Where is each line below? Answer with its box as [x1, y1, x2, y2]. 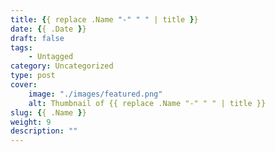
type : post [10, 71, 56, 81]
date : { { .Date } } [10, 24, 87, 34]
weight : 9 [10, 117, 52, 127]
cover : [10, 80, 38, 90]
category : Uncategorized [10, 61, 114, 71]
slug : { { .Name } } [10, 107, 87, 118]
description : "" [10, 126, 78, 136]
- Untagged [28, 52, 74, 62]
